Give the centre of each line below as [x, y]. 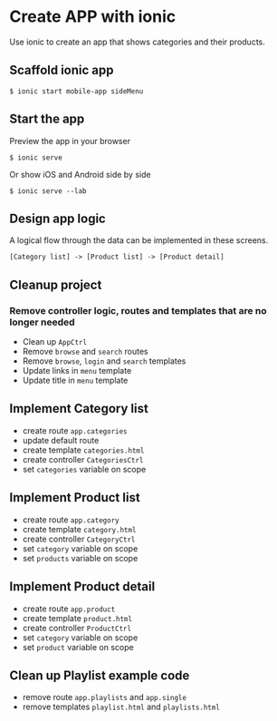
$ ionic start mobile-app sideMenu [76, 91]
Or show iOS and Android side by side [80, 174]
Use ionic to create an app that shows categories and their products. [137, 42]
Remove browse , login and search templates [104, 361]
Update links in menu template [77, 371]
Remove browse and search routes [85, 352]
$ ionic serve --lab [48, 191]
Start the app [47, 119]
